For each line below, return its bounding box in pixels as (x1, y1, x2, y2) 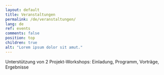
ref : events (5, 26, 30, 31)
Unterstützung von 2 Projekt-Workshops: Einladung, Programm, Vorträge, (5, 58, 159, 64)
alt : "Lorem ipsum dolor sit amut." (5, 45, 83, 50)
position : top (5, 36, 36, 41)
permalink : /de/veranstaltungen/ (5, 17, 76, 22)
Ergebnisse (5, 64, 29, 70)
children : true (5, 40, 38, 45)
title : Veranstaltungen (5, 12, 56, 17)
